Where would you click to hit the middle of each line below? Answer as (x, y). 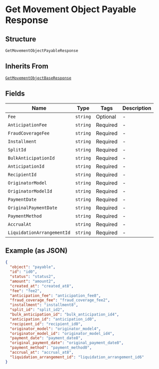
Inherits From (27, 67)
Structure (21, 39)
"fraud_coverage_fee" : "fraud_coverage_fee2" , (60, 300)
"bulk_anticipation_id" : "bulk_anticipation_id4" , (65, 314)
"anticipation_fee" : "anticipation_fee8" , (55, 296)
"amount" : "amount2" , (33, 281)
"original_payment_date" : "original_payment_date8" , (67, 343)
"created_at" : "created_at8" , (42, 286)
